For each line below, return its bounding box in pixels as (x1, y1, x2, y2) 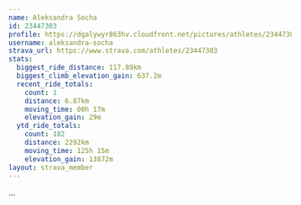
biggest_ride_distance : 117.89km (16, 64, 142, 73)
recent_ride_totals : (16, 80, 93, 89)
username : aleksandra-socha (8, 38, 114, 47)
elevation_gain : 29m (24, 113, 102, 122)
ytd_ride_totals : (16, 122, 82, 131)
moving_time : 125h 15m (24, 146, 110, 155)
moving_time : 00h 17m (24, 105, 105, 114)
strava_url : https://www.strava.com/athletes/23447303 (8, 47, 218, 56)
